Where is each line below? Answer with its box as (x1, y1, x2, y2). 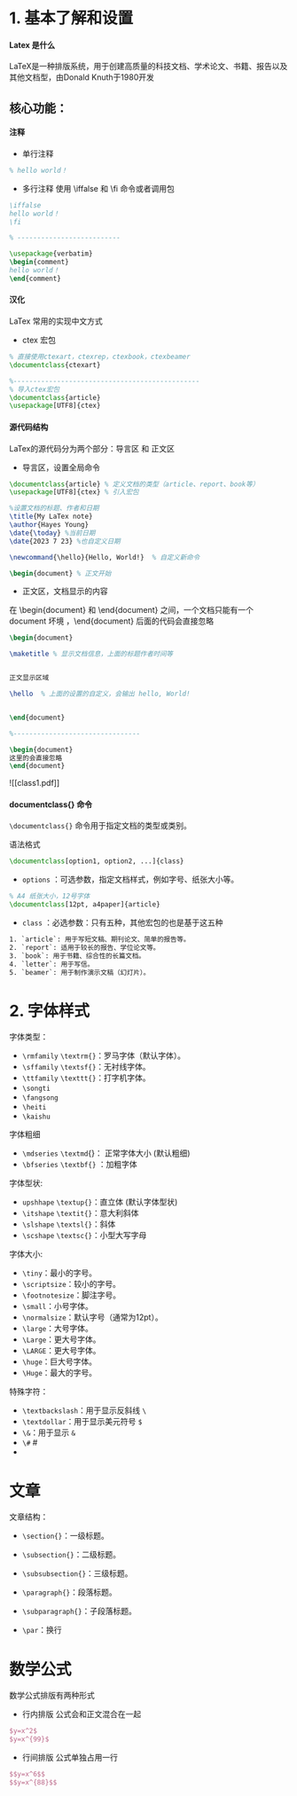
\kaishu (21, 1112, 51, 1122)
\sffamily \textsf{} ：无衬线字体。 (21, 1062, 151, 1072)
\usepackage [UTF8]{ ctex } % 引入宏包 (9, 488, 139, 497)
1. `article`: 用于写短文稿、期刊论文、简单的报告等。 (9, 935, 191, 945)
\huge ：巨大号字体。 (21, 1356, 98, 1367)
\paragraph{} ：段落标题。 (21, 1587, 117, 1597)
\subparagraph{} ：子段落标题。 (21, 1606, 137, 1617)
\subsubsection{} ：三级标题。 (21, 1568, 133, 1579)
